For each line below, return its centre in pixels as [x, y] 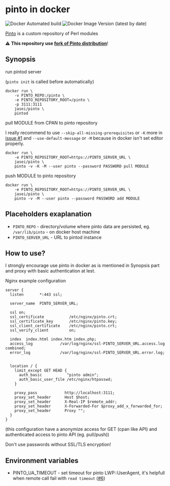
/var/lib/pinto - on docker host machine [56, 232]
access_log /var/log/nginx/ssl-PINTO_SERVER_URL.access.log [88, 344]
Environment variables [42, 460]
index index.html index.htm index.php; [53, 339]
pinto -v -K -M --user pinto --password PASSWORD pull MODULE [82, 166]
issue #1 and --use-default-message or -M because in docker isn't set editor [84, 138]
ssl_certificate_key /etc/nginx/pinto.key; [63, 322]
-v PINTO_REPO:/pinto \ [40, 95]
